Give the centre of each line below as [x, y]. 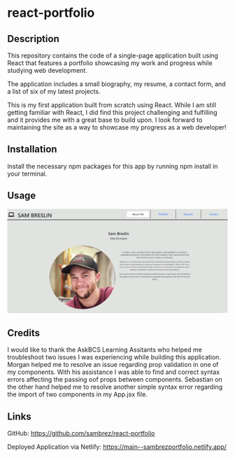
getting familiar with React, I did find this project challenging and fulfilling [112, 112]
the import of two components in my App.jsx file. [78, 394]
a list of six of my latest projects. [54, 91]
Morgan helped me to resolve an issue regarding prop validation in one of [113, 365]
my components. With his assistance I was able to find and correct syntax [114, 372]
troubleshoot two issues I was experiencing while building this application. [114, 357]
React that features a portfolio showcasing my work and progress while [110, 63]
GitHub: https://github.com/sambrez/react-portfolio [81, 433]
